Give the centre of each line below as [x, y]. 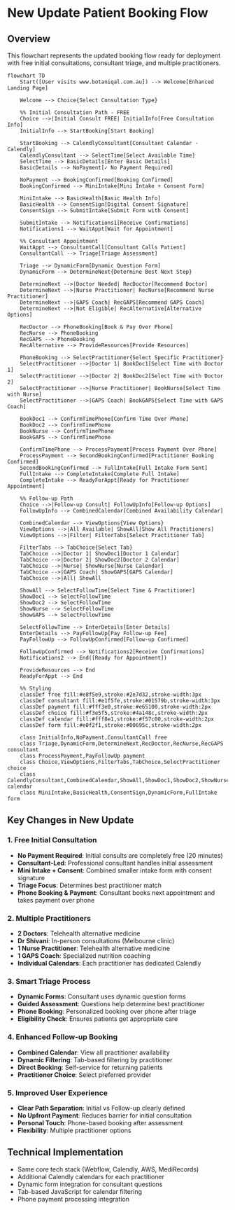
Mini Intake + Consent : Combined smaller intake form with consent [114, 870]
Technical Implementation [65, 1152]
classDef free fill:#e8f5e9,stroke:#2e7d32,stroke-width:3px [111, 695]
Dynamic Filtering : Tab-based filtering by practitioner [95, 1059]
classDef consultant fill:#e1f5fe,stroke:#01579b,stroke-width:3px [120, 701]
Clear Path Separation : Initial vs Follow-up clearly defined [101, 1108]
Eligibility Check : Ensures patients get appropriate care [98, 1019]
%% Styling [36, 688]
